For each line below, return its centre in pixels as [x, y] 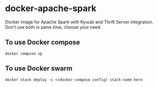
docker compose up [24, 53]
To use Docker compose [43, 43]
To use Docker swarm [39, 69]
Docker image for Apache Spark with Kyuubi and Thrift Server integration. [79, 22]
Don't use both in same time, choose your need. [53, 27]
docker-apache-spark [51, 9]
